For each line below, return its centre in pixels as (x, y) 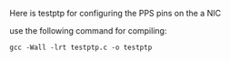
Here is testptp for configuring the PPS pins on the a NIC (115, 13)
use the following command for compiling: (88, 30)
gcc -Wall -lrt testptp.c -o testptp (81, 47)
